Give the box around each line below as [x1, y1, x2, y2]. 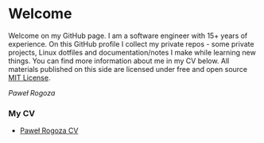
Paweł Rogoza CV [19, 126, 79, 135]
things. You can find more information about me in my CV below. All [8, 56, 230, 66]
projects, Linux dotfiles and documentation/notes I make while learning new [8, 47, 256, 57]
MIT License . [8, 73, 51, 82]
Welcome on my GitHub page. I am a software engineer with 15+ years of [8, 31, 248, 40]
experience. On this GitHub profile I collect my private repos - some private [8, 39, 254, 48]
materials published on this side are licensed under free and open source [8, 64, 248, 73]
